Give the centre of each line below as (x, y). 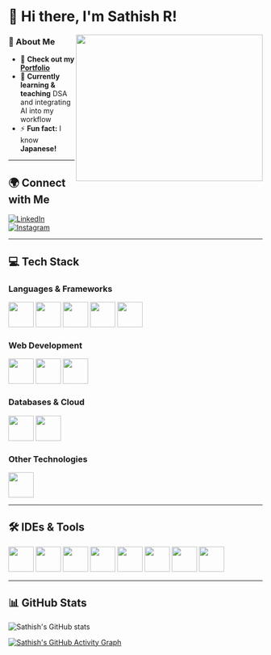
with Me (29, 199)
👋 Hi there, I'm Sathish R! (93, 17)
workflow (35, 120)
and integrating (45, 102)
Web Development (46, 345)
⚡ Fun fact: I (41, 129)
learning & (38, 85)
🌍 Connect (37, 182)
